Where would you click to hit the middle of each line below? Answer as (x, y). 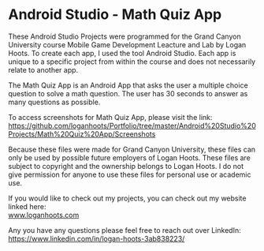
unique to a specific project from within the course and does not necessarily (132, 62)
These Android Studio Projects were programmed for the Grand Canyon (125, 36)
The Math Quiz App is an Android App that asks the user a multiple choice (128, 85)
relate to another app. (43, 69)
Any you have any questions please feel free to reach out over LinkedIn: (125, 230)
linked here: (27, 206)
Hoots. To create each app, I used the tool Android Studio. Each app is (122, 53)
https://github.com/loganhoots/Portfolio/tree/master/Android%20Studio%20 (132, 126)
